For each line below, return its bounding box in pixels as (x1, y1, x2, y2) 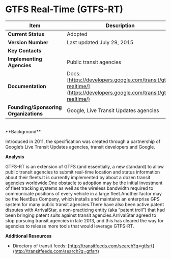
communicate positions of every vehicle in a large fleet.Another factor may (5, 190, 162, 196)
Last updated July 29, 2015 (67, 39, 134, 46)
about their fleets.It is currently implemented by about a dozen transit (5, 174, 151, 180)
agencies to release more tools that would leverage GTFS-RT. (5, 223, 134, 229)
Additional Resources (5, 233, 52, 239)
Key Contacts (8, 47, 42, 54)
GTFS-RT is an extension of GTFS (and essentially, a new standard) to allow (5, 163, 164, 169)
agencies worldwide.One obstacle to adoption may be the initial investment (5, 180, 163, 186)
